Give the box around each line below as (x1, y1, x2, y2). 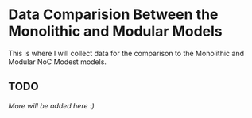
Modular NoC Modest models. (8, 57, 107, 67)
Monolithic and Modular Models (8, 22, 223, 40)
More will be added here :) (8, 101, 95, 110)
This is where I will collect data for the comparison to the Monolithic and (8, 48, 245, 58)
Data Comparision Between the (8, 6, 219, 24)
